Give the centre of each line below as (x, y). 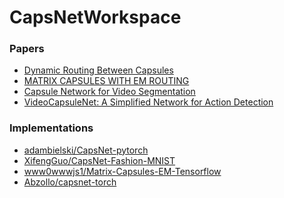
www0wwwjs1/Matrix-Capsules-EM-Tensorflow (122, 171)
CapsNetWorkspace (95, 17)
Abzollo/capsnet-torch (70, 182)
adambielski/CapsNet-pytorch (86, 150)
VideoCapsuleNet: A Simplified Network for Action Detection (148, 102)
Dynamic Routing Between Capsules (98, 70)
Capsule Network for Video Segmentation (109, 92)
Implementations (51, 128)
